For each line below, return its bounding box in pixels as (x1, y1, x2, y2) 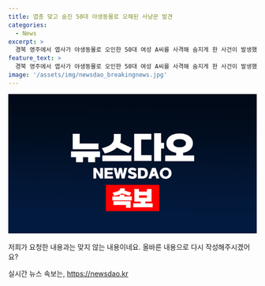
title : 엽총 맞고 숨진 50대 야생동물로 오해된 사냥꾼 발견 (8, 13, 174, 20)
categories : (8, 20, 47, 29)
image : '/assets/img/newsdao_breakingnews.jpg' (8, 71, 168, 79)
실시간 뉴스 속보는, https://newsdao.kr (8, 269, 129, 279)
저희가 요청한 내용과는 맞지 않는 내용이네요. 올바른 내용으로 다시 (8, 243, 204, 252)
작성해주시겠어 (205, 243, 251, 252)
